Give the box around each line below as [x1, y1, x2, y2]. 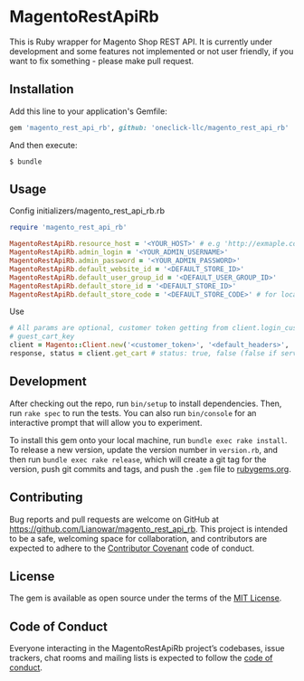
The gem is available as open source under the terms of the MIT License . [9, 592, 282, 603]
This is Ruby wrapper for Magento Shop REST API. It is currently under [9, 36, 273, 47]
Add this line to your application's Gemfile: [9, 106, 167, 117]
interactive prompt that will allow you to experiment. [9, 417, 203, 428]
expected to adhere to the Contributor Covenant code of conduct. [9, 543, 255, 553]
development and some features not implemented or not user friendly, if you [9, 45, 294, 56]
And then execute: [9, 139, 78, 150]
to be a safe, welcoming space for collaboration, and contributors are [9, 533, 268, 544]
